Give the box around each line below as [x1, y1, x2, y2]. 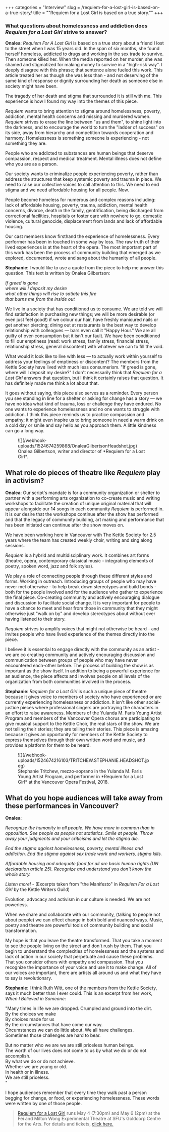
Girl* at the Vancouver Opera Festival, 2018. [18, 779, 109, 785]
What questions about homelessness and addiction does [5, 22, 148, 29]
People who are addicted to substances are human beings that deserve [5, 150, 154, 156]
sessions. [5, 543, 25, 549]
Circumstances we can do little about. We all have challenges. [5, 1027, 134, 1033]
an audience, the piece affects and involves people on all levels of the [5, 673, 150, 679]
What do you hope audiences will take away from [5, 793, 163, 802]
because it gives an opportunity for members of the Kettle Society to [5, 732, 148, 738]
